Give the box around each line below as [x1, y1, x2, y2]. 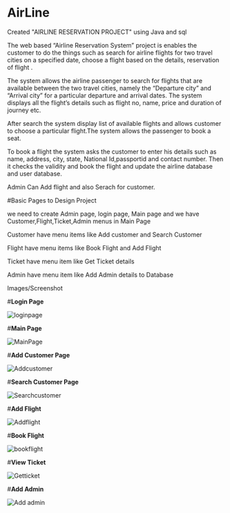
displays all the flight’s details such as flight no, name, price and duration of [7, 98, 222, 106]
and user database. [7, 169, 62, 178]
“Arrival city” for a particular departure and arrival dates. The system [7, 91, 202, 100]
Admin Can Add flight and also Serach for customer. [7, 183, 155, 191]
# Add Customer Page [7, 351, 70, 359]
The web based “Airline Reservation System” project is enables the [7, 41, 198, 49]
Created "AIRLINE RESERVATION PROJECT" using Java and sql [7, 28, 187, 36]
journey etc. [7, 106, 41, 114]
